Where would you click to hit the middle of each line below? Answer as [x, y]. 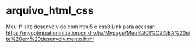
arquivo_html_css [50, 11]
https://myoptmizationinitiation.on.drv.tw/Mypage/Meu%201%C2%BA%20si [98, 32]
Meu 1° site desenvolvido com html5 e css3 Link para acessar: [81, 27]
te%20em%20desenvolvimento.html [50, 39]
